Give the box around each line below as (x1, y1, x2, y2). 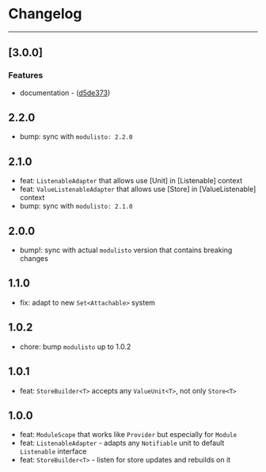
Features (8, 70, 44, 81)
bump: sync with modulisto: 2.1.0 (19, 201, 133, 211)
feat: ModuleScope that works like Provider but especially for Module (19, 430, 237, 439)
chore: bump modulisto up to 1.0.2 (19, 342, 131, 351)
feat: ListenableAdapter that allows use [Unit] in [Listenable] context (19, 176, 243, 186)
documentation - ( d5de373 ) (19, 88, 111, 98)
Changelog (8, 5, 82, 23)
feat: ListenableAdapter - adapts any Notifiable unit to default (19, 438, 225, 448)
